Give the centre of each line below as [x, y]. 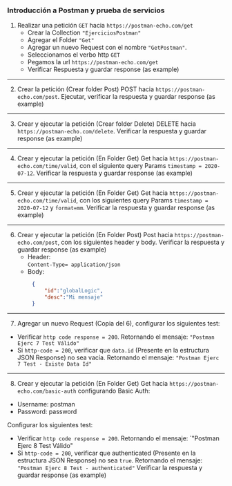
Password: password [47, 411]
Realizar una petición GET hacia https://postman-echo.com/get [105, 26]
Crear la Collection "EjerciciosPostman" [84, 32]
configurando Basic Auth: [114, 391]
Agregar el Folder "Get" [61, 40]
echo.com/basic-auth [47, 391]
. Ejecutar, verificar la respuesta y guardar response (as [136, 97]
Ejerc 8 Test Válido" [45, 445]
